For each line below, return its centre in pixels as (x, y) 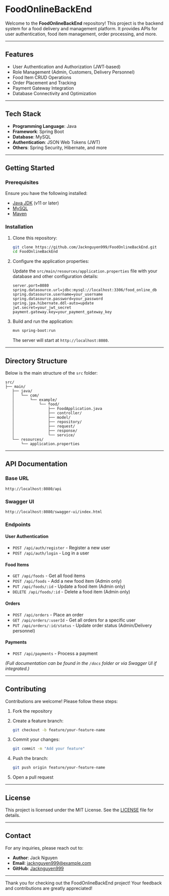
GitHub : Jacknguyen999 (38, 868)
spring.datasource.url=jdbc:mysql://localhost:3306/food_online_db (84, 290)
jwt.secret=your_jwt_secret (42, 308)
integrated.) (17, 668)
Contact (18, 836)
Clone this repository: (35, 238)
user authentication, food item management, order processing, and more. (81, 34)
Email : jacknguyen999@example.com (52, 863)
